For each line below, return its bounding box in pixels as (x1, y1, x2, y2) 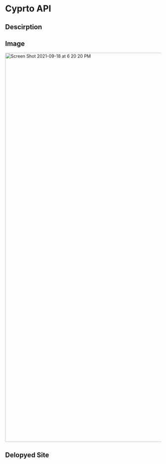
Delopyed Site (5, 451, 50, 459)
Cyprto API (5, 3, 52, 14)
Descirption (5, 23, 42, 31)
